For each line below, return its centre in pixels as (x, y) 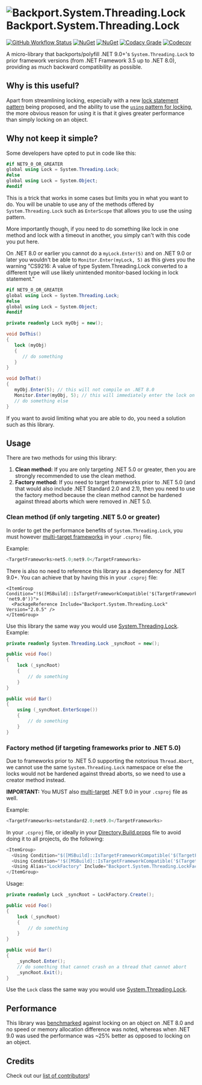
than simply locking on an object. (47, 119)
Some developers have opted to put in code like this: (71, 153)
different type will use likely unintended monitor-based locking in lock (92, 272)
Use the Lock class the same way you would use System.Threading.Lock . (97, 990)
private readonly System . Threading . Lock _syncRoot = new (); (83, 643)
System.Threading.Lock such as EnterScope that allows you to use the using (99, 210)
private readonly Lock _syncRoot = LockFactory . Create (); (80, 895)
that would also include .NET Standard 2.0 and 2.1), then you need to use (105, 489)
